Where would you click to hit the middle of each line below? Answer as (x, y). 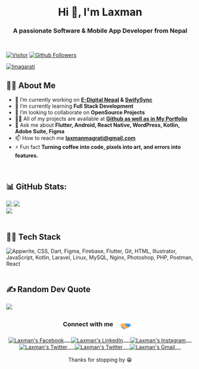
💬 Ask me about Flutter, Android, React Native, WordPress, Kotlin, (97, 125)
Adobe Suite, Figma (40, 132)
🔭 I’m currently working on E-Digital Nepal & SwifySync (84, 100)
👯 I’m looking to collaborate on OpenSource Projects (80, 112)
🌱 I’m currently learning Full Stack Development (74, 106)
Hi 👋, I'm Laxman (100, 12)
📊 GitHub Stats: (37, 187)
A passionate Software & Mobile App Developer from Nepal (100, 31)
